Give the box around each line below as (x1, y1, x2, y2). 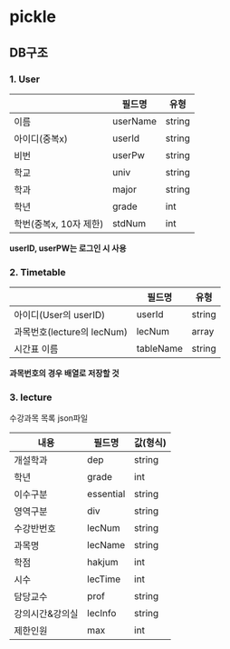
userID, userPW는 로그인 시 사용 (9, 243, 127, 254)
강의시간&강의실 (14, 607, 79, 620)
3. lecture (9, 391, 53, 404)
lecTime (87, 573, 120, 585)
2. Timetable (9, 265, 66, 278)
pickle (9, 6, 57, 27)
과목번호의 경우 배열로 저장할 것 (9, 368, 120, 379)
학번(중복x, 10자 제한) (14, 217, 104, 230)
